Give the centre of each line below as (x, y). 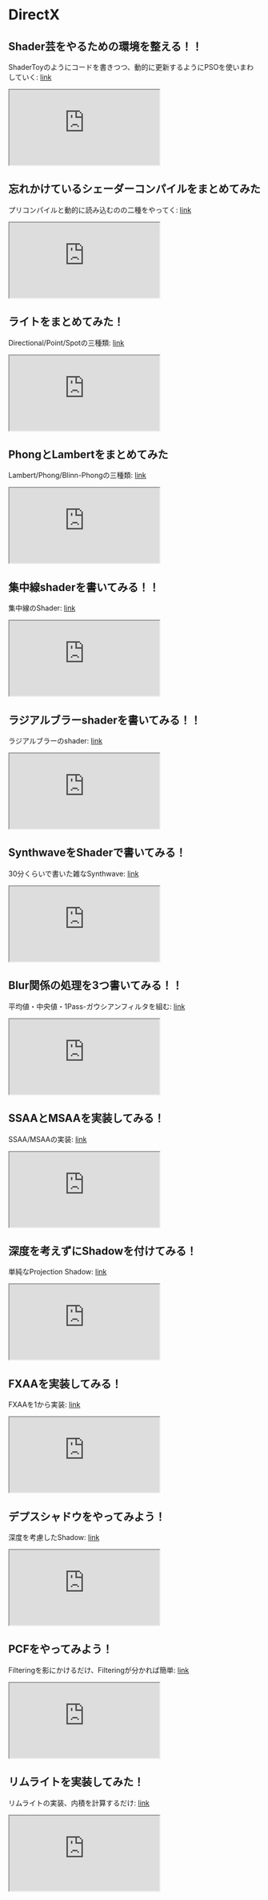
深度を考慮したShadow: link (54, 1537)
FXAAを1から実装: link (44, 1404)
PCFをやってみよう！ (61, 1649)
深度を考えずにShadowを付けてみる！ (103, 1251)
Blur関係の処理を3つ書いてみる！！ (96, 985)
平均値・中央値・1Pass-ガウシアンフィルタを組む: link (97, 1006)
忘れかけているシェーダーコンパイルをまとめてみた (134, 189)
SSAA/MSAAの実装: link (48, 1139)
